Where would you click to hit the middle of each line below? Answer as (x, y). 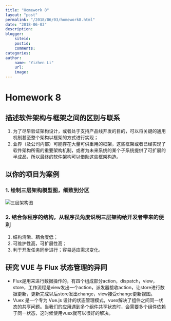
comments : (25, 48)
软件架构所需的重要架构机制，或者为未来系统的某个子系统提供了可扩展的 (89, 150)
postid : (23, 44)
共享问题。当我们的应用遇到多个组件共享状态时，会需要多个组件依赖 (94, 307)
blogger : (15, 34)
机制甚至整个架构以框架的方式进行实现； (55, 137)
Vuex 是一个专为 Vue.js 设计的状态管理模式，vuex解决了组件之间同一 (86, 300)
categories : (18, 53)
